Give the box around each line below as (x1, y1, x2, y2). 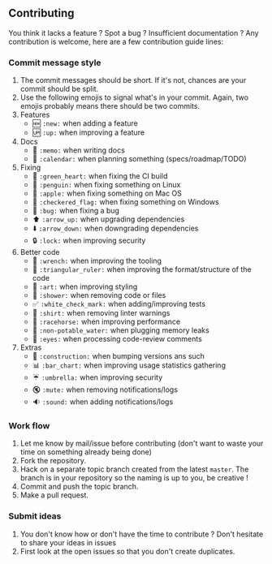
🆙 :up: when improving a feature (32, 127, 145, 137)
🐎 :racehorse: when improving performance (32, 316, 181, 327)
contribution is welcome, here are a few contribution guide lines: (8, 37, 224, 46)
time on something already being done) (19, 447, 153, 457)
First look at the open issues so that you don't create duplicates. (19, 546, 235, 556)
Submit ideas (8, 510, 62, 522)
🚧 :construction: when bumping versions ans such (32, 351, 205, 361)
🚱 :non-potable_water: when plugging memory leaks (32, 325, 209, 335)
